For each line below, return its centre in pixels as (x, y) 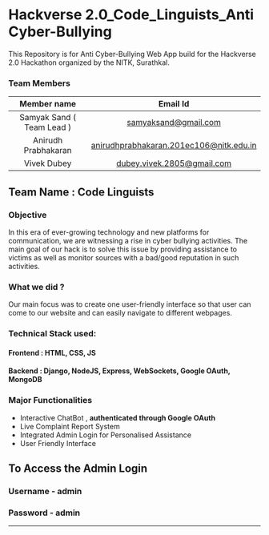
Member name (48, 104)
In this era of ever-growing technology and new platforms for (109, 232)
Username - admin (45, 491)
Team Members (39, 83)
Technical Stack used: (52, 334)
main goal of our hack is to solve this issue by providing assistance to (123, 249)
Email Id (174, 104)
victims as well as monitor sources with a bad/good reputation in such (124, 257)
